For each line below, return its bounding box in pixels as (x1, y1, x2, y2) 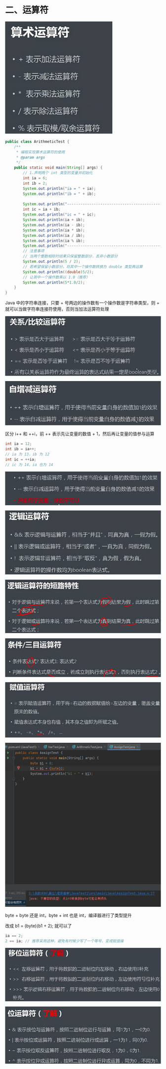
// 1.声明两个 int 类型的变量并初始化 (23, 171, 93, 175)
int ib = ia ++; (5, 447, 37, 452)
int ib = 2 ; (23, 181, 48, 186)
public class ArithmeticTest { (5, 139, 70, 144)
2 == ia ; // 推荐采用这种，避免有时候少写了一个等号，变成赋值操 (5, 939, 124, 943)
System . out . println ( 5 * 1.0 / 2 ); (23, 280, 85, 285)
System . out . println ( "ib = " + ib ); (23, 191, 96, 196)
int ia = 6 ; (23, 176, 48, 181)
